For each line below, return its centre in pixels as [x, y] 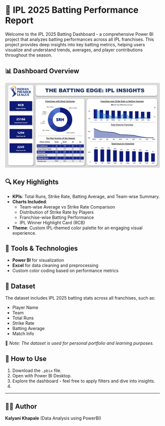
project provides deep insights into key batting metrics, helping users [75, 44]
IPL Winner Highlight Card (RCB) [52, 222]
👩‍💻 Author [21, 406]
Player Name [25, 307]
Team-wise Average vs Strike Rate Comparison [67, 207]
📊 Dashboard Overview [42, 71]
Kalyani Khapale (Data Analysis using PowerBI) [53, 418]
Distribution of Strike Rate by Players [57, 212]
